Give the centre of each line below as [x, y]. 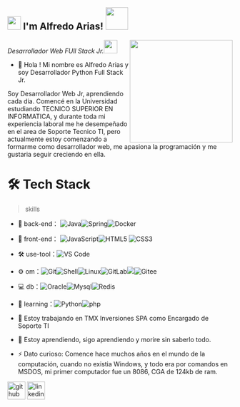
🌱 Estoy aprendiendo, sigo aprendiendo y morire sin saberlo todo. [114, 339]
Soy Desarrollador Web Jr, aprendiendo [65, 93]
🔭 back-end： [38, 223]
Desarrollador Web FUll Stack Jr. [56, 51]
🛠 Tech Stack [49, 184]
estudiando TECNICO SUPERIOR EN [60, 108]
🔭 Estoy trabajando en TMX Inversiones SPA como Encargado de [113, 318]
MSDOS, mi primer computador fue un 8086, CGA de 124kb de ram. [117, 371]
